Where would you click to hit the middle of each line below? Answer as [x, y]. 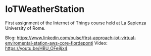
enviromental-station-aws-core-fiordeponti [49, 43]
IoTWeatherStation [45, 9]
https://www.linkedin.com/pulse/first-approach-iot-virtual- [76, 38]
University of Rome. [25, 28]
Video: [101, 43]
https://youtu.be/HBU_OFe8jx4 [36, 48]
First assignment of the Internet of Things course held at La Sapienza [76, 23]
